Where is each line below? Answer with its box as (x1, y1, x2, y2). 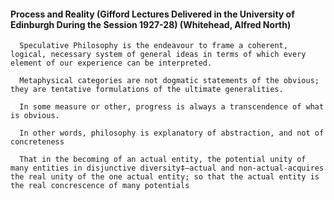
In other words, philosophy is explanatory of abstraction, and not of (19, 128, 325, 139)
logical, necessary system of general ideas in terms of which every (10, 50, 307, 60)
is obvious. (10, 111, 60, 121)
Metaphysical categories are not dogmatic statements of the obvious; (19, 76, 320, 86)
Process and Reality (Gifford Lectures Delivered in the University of (10, 8, 295, 20)
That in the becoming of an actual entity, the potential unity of (19, 155, 307, 165)
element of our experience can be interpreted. (10, 58, 213, 69)
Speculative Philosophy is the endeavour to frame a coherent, (19, 41, 288, 51)
